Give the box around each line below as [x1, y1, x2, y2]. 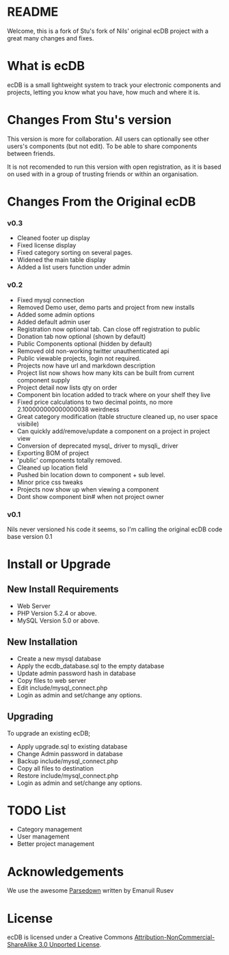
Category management [16, 825, 83, 834]
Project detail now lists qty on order [16, 383, 118, 391]
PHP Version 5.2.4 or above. [16, 609, 97, 617]
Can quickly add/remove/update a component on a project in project [16, 426, 211, 435]
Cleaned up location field [16, 463, 88, 472]
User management [16, 832, 70, 841]
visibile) [16, 420, 40, 428]
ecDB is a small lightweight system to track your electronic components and [7, 80, 221, 89]
